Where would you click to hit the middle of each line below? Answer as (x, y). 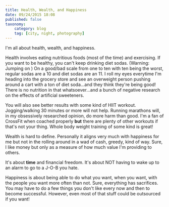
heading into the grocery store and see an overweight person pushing (78, 79)
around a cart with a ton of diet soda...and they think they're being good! (81, 85)
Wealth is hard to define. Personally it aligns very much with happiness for (82, 136)
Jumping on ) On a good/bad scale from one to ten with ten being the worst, (84, 68)
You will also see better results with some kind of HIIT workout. (71, 105)
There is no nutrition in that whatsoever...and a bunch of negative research (83, 90)
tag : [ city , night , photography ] (49, 33)
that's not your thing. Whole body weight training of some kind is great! (79, 127)
